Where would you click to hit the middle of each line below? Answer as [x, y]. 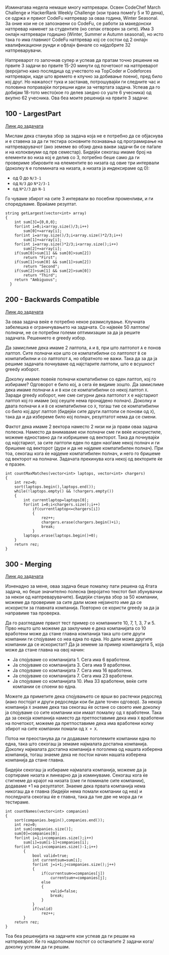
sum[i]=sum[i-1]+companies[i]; [56, 843]
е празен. [16, 464]
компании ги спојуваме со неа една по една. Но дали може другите [79, 639]
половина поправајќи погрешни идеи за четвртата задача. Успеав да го [83, 87]
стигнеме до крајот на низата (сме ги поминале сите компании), [75, 781]
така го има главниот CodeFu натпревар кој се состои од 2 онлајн [76, 40]
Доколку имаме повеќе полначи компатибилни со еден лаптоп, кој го [81, 379]
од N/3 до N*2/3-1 [31, 183]
